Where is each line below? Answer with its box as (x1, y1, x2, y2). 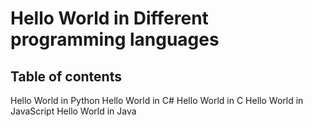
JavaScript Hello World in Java (10, 105, 137, 117)
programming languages (10, 28, 220, 51)
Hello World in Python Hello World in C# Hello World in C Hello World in (10, 95, 304, 106)
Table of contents (10, 68, 122, 85)
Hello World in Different (10, 7, 209, 30)
